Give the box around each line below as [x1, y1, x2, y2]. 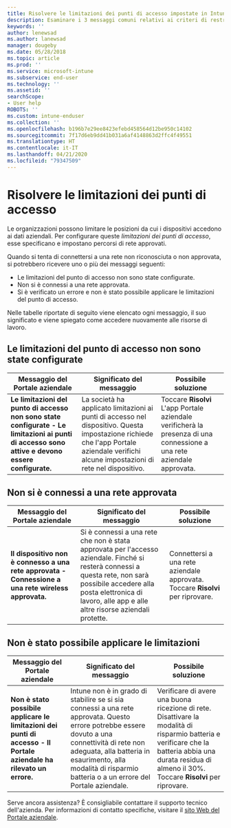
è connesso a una [10, 557, 70, 567]
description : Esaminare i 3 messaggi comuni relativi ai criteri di [7, 17, 208, 23]
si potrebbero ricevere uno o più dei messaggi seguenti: [7, 260, 166, 268]
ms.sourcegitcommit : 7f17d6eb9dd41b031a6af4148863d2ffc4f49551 [7, 132, 192, 138]
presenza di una [160, 428, 213, 438]
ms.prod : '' [7, 61, 41, 68]
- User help [7, 100, 41, 107]
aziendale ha [10, 755, 54, 765]
